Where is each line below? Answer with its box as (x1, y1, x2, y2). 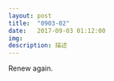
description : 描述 (8, 42, 67, 50)
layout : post (8, 11, 52, 20)
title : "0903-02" (8, 19, 70, 27)
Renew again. (8, 63, 54, 73)
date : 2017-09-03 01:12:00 (8, 26, 106, 34)
